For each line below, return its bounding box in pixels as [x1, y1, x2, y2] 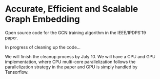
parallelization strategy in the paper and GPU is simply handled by [5, 64, 138, 70]
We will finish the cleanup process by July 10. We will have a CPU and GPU [5, 53, 156, 59]
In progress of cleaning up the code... [5, 44, 80, 50]
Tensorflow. [5, 69, 29, 75]
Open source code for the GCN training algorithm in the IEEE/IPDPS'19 [5, 30, 146, 35]
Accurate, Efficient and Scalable [5, 3, 138, 15]
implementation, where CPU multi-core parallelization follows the [5, 59, 136, 64]
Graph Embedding [5, 14, 80, 25]
